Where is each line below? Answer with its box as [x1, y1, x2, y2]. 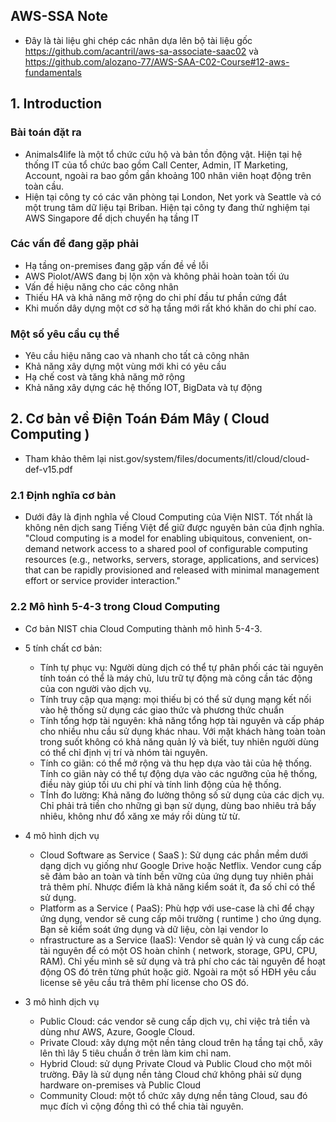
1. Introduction [10, 95, 102, 113]
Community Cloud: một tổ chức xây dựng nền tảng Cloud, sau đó [39, 1089, 308, 1101]
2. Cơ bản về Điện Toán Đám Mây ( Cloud [10, 410, 270, 428]
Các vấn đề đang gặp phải [10, 237, 139, 251]
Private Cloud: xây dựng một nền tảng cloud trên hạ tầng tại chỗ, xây [39, 1036, 324, 1048]
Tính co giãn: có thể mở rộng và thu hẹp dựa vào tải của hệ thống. [39, 757, 313, 769]
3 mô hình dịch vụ [24, 995, 100, 1008]
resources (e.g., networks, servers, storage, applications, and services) [24, 554, 320, 566]
